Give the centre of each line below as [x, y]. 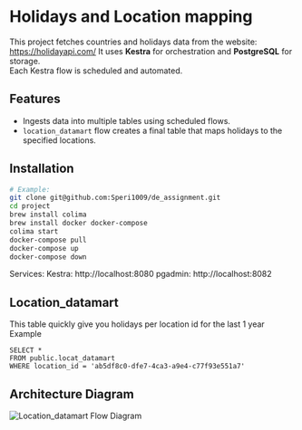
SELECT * [26, 350]
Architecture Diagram [72, 394]
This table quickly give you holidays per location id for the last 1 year [137, 324]
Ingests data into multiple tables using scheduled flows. [127, 120]
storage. [25, 61]
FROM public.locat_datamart [63, 358]
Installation [42, 169]
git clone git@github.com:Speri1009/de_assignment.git [115, 198]
